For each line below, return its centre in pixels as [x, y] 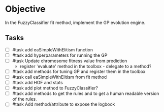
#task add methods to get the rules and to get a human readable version [85, 93]
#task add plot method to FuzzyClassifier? [55, 88]
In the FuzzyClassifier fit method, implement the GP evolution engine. [75, 22]
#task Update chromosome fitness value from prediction [69, 61]
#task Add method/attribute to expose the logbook [64, 104]
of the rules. [24, 99]
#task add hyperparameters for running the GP [60, 55]
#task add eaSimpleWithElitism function [52, 49]
